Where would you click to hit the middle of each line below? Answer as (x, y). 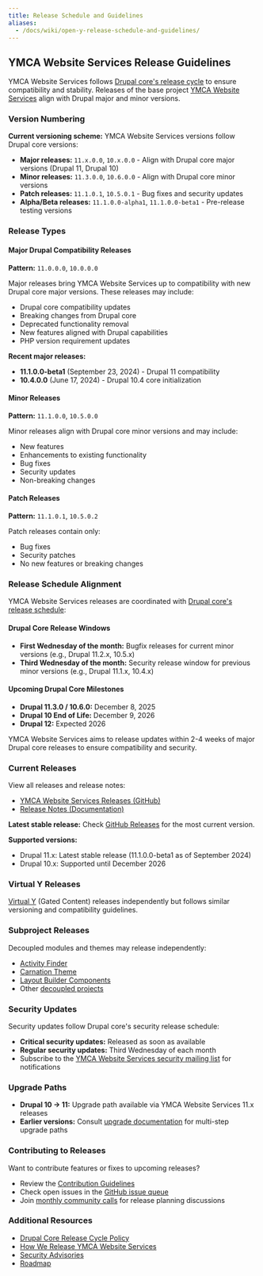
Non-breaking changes (57, 480)
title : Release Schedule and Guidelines (76, 15)
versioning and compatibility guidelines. (73, 910)
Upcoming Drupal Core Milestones (66, 689)
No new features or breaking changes (82, 563)
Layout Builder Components (65, 980)
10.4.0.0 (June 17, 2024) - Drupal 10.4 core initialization (111, 380)
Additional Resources (50, 1220)
